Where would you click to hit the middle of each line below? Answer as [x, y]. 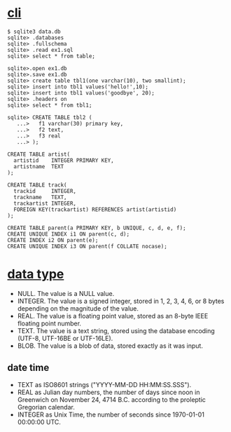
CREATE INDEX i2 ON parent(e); [53, 240]
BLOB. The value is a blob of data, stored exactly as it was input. [110, 346]
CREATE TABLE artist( [39, 154]
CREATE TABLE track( [37, 185]
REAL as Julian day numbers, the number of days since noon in [108, 392]
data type [36, 274]
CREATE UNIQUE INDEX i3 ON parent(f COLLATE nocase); [87, 246]
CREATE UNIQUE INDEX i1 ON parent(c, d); [69, 234]
